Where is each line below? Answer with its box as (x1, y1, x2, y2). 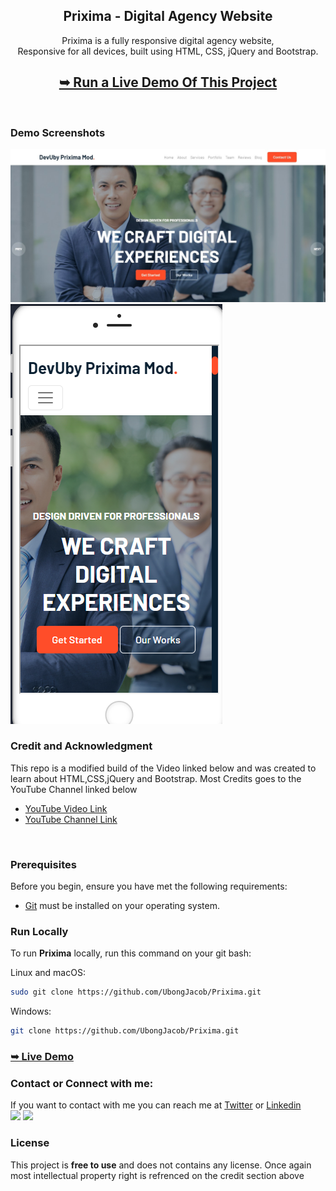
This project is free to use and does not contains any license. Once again (10, 1159, 312, 1171)
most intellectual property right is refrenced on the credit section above (10, 1169, 305, 1181)
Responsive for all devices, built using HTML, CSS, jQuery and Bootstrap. (17, 45, 319, 57)
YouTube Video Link (24, 802, 108, 814)
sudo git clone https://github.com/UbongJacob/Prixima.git (10, 987, 262, 998)
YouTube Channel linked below (10, 783, 138, 795)
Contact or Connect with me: (10, 1077, 154, 1091)
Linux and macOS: (10, 967, 86, 979)
